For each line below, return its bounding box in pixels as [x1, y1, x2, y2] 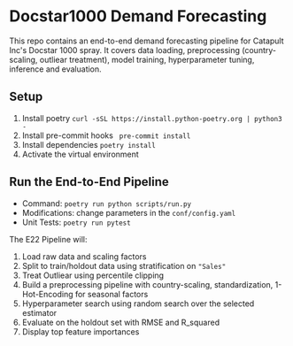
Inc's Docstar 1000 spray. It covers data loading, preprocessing [9, 44, 241, 55]
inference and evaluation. [9, 64, 102, 74]
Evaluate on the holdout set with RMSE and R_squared [21, 317, 220, 327]
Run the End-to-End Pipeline [9, 174, 170, 189]
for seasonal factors [74, 288, 149, 299]
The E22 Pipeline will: [9, 234, 88, 244]
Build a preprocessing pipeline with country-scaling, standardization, [21, 279, 274, 289]
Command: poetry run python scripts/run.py [21, 197, 192, 209]
